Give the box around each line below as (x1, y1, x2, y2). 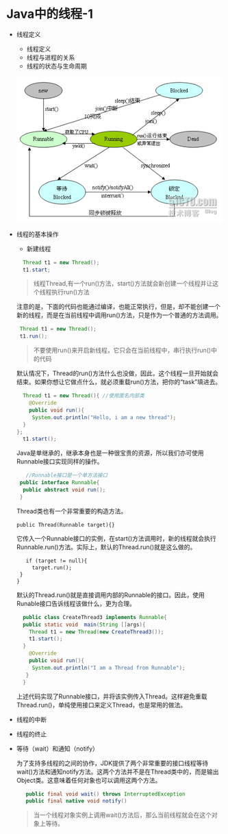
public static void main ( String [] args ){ (23, 621, 146, 628)
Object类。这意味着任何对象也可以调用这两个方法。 (16, 776, 162, 784)
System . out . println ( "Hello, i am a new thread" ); (31, 414, 177, 421)
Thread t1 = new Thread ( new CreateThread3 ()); (29, 628, 164, 635)
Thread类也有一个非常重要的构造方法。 (16, 507, 127, 515)
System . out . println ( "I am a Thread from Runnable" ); (31, 664, 186, 671)
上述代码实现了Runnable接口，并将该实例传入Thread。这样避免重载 (16, 692, 207, 700)
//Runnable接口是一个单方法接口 (25, 472, 107, 479)
